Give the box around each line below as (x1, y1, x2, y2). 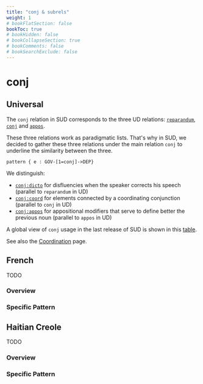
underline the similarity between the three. (6, 147, 113, 154)
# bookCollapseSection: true (6, 37, 80, 43)
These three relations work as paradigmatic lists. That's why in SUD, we (6, 134, 187, 141)
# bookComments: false (6, 43, 64, 50)
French (6, 255, 34, 266)
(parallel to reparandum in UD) (15, 188, 88, 195)
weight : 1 (6, 15, 32, 21)
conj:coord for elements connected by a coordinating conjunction (15, 194, 180, 202)
